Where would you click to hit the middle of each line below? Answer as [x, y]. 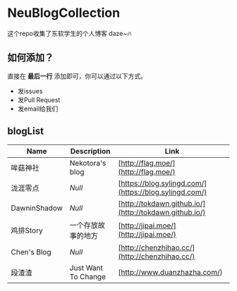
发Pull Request [39, 99]
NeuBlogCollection [64, 13]
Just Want [86, 268]
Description [90, 151]
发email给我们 [38, 109]
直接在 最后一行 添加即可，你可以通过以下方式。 [77, 76]
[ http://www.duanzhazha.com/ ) [170, 272]
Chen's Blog [31, 252]
